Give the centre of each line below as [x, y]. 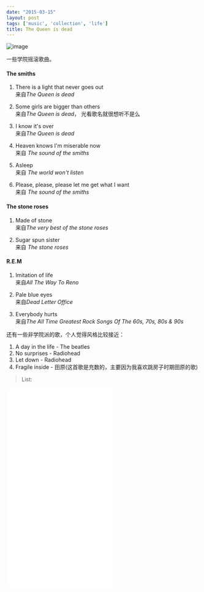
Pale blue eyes [34, 294]
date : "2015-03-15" [31, 12]
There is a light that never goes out [59, 87]
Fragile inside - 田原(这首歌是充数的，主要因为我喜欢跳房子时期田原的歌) [106, 367]
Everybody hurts [36, 314]
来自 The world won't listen [49, 173]
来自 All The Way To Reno [47, 282]
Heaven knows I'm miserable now [58, 146]
